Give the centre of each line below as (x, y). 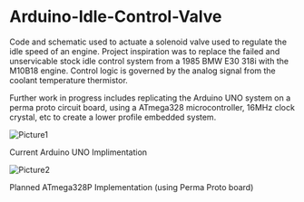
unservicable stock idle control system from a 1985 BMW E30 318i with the (149, 61)
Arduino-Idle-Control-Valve (116, 17)
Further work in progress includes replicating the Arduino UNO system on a (150, 98)
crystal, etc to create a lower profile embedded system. (113, 117)
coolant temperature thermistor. (69, 80)
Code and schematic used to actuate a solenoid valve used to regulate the (148, 42)
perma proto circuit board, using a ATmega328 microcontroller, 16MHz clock (152, 107)
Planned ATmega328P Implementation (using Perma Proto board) (132, 187)
